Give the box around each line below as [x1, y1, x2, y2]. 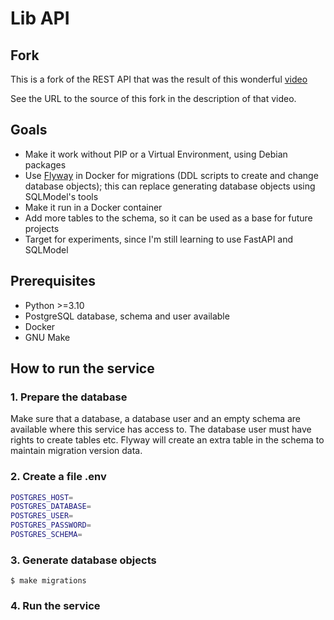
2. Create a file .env [10, 470, 107, 484]
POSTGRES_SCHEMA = [10, 530, 83, 540]
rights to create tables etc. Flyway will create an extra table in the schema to [10, 434, 325, 446]
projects [24, 222, 60, 234]
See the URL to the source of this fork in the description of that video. [10, 93, 297, 104]
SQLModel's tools [24, 190, 99, 202]
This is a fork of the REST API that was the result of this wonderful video [10, 73, 308, 85]
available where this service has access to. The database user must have [10, 423, 312, 436]
